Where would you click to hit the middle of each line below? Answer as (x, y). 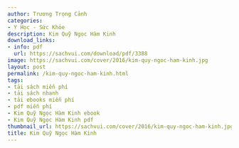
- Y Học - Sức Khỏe (36, 27)
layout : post (27, 67)
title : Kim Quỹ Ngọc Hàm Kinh (52, 133)
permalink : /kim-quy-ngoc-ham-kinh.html (68, 73)
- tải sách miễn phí (38, 87)
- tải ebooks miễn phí (41, 100)
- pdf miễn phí (30, 107)
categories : (25, 21)
